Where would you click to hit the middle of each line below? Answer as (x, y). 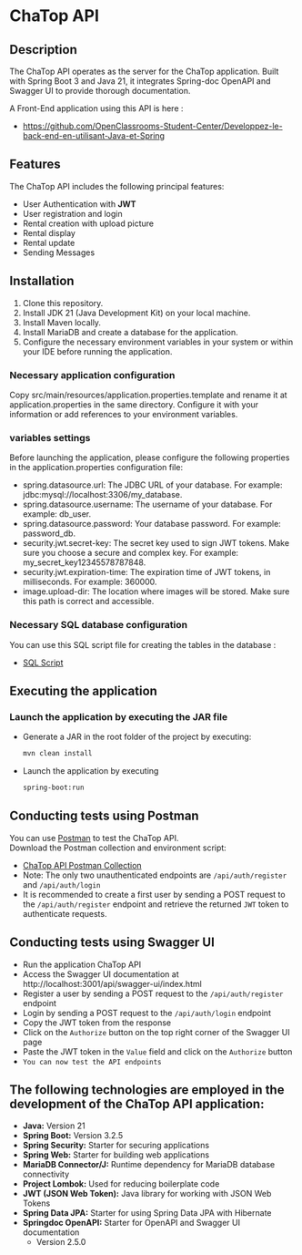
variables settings (50, 437)
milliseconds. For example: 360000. (90, 582)
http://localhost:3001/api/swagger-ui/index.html (112, 983)
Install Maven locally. (62, 322)
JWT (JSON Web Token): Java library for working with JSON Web (147, 1194)
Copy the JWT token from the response (96, 1023)
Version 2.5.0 (61, 1242)
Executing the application (83, 690)
